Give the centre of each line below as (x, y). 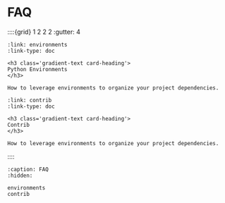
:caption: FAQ (28, 169)
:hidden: (20, 176)
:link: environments (38, 44)
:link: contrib (30, 100)
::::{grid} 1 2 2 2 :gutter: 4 (44, 32)
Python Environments (38, 69)
